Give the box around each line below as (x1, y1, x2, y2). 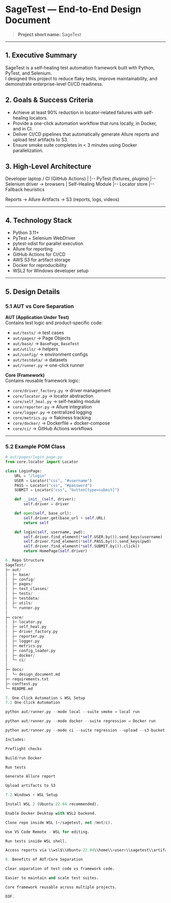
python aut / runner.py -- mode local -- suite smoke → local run (5, 709, 140, 714)
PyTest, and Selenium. (5, 70, 52, 76)
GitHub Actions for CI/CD (12, 252, 66, 258)
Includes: (5, 737, 26, 742)
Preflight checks (5, 746, 42, 751)
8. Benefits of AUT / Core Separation (5, 857, 83, 862)
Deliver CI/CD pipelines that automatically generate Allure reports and (12, 131, 159, 137)
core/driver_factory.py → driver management (12, 387, 111, 393)
